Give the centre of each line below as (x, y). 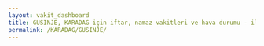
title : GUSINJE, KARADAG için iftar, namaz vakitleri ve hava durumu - (128, 23)
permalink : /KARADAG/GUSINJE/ (58, 30)
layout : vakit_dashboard (49, 15)
